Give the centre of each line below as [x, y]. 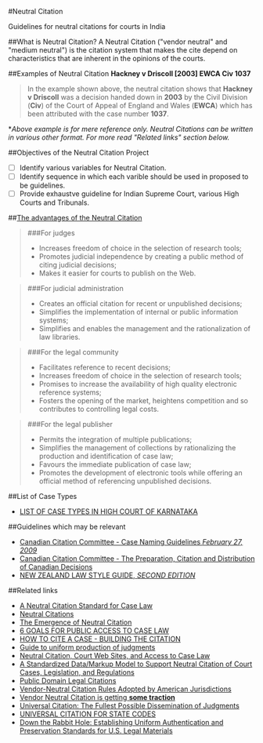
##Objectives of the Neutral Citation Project [79, 153]
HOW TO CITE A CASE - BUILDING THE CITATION [100, 639]
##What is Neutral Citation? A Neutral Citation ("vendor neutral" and [118, 42]
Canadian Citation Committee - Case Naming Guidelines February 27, [131, 542]
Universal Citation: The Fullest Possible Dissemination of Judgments [130, 706]
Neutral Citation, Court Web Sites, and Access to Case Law [115, 656]
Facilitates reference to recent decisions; [104, 367]
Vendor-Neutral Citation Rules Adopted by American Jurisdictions [126, 689]
